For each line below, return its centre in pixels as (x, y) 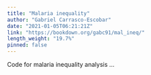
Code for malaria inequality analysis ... (61, 64)
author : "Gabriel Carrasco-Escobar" (59, 20)
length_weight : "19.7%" (41, 39)
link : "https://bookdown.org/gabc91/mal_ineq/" (76, 32)
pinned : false (27, 45)
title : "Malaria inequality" (49, 13)
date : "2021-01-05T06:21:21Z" (50, 26)
